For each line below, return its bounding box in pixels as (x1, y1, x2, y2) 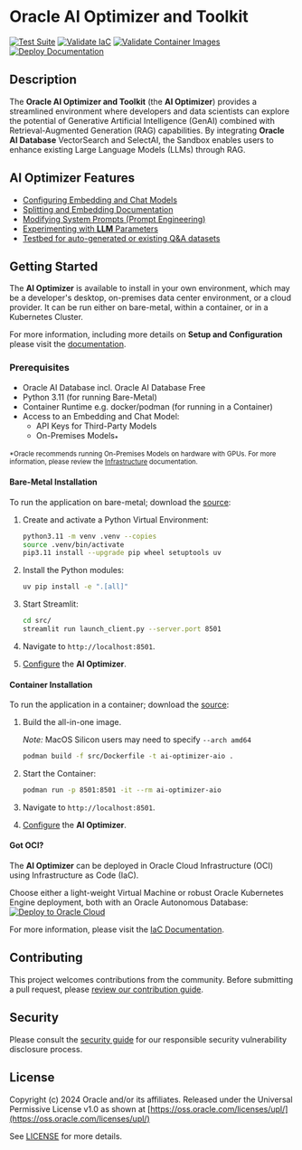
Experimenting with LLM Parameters (22, 223, 158, 234)
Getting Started (9, 259, 99, 274)
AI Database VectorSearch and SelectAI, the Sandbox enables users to (9, 134, 274, 146)
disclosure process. (9, 1043, 83, 1054)
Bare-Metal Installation (9, 476, 98, 487)
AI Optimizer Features (9, 170, 136, 186)
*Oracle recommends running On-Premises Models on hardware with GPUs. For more (9, 449, 277, 458)
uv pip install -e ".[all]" (22, 582, 128, 591)
